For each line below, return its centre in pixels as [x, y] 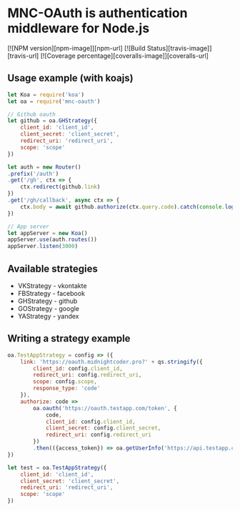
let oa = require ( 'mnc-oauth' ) [54, 101]
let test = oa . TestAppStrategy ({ [57, 467]
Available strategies [52, 268]
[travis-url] [23, 56]
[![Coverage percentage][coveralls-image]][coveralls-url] [125, 56]
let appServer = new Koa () [47, 233]
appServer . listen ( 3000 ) [43, 247]
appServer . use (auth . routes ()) [52, 240]
